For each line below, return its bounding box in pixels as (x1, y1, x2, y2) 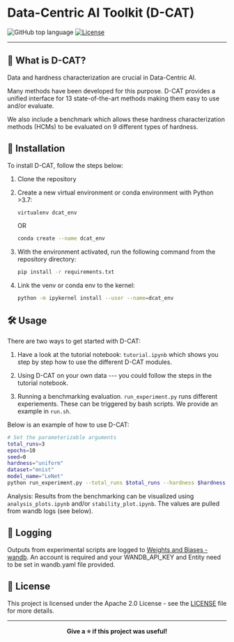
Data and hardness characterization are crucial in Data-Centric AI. (7, 73, 196, 82)
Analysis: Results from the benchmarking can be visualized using (7, 491, 194, 500)
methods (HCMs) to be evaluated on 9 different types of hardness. (7, 122, 198, 130)
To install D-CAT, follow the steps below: (7, 161, 124, 169)
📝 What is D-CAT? (7, 54, 86, 67)
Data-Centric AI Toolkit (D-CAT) (7, 5, 195, 21)
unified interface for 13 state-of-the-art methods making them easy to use (7, 94, 220, 102)
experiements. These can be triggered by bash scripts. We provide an (17, 399, 218, 408)
